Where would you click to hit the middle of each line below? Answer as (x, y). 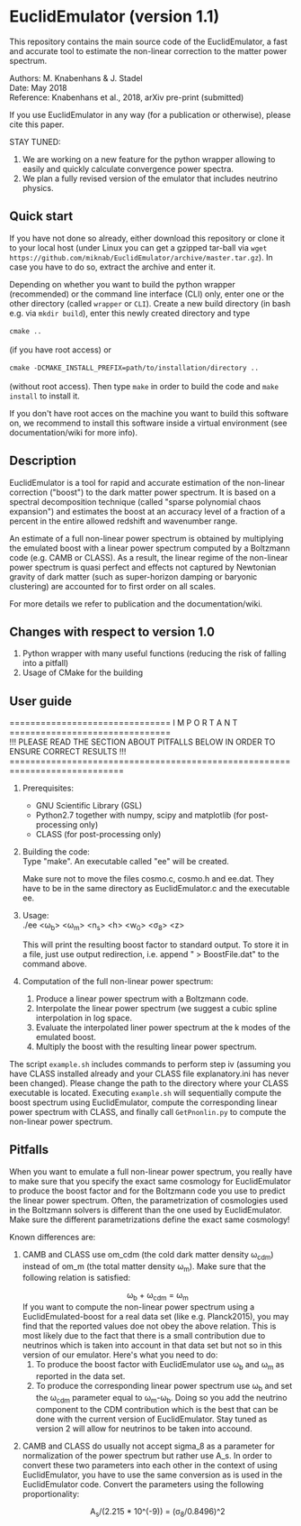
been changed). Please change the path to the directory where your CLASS (149, 1083)
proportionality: (51, 1494)
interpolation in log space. (84, 1018)
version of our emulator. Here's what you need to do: (120, 1355)
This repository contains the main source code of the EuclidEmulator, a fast (148, 41)
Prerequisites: (48, 788)
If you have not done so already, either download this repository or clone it (147, 238)
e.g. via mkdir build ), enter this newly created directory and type (130, 313)
